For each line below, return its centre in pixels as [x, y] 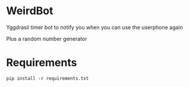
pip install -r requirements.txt [48, 78]
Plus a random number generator [47, 38]
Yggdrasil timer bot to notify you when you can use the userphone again [94, 27]
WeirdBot [30, 11]
